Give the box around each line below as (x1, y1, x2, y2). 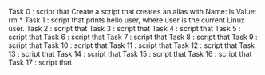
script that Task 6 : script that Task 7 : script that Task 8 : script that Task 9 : (8, 32, 258, 41)
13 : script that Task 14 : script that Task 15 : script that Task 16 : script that (8, 49, 252, 58)
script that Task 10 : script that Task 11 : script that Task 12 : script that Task (8, 41, 255, 50)
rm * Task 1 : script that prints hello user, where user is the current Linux (8, 15, 245, 25)
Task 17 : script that (8, 57, 72, 67)
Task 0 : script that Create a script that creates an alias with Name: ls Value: (8, 7, 257, 16)
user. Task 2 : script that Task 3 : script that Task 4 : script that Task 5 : (8, 24, 241, 33)
